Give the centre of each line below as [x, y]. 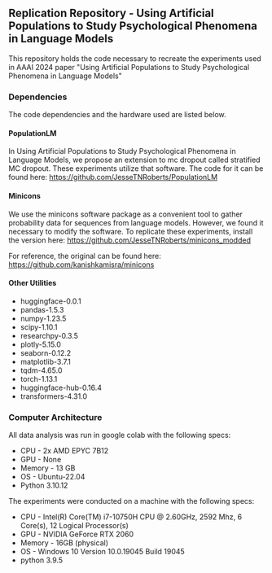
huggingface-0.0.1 [50, 301]
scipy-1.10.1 [39, 327]
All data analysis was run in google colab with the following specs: [120, 435]
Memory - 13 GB [48, 468]
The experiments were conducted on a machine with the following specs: [132, 501]
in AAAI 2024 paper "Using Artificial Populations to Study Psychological [129, 67]
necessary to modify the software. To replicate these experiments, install [131, 231]
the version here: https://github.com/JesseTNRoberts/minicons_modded [129, 240]
